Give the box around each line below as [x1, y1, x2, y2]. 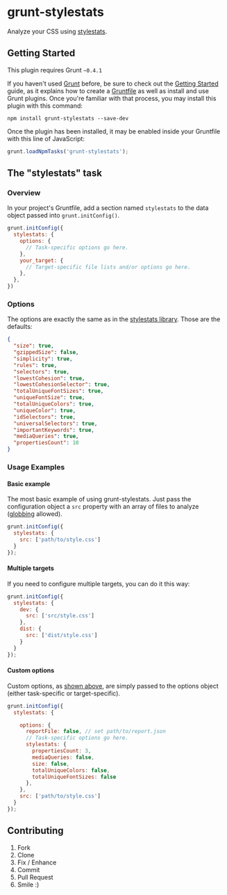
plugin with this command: [7, 102, 83, 110]
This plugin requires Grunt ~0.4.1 [7, 65, 103, 74]
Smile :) [17, 880, 40, 889]
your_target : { [19, 257, 64, 264]
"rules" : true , [13, 362, 58, 369]
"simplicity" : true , [13, 355, 73, 362]
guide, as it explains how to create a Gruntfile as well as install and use [7, 86, 210, 95]
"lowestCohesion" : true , [13, 375, 85, 382]
